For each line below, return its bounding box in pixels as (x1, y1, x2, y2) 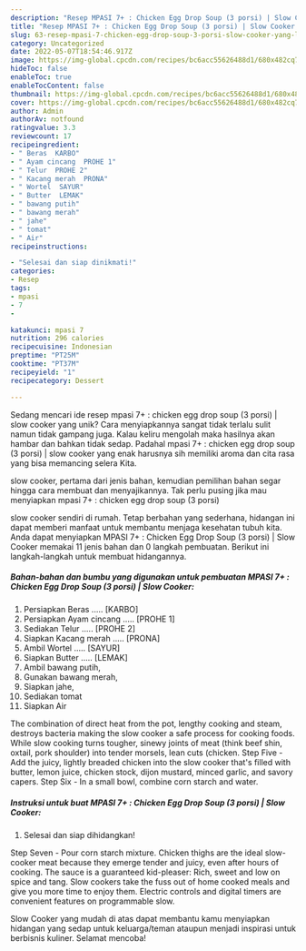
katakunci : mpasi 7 (10, 325, 84, 335)
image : (10, 56, 35, 65)
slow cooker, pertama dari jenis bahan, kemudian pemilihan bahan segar (10, 475, 281, 486)
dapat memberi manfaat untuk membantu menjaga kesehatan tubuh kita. (10, 521, 282, 532)
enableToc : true (10, 73, 72, 82)
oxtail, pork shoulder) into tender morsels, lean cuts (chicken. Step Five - (10, 747, 283, 758)
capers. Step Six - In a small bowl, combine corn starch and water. (10, 776, 259, 787)
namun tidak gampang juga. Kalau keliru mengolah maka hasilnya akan (10, 429, 276, 440)
